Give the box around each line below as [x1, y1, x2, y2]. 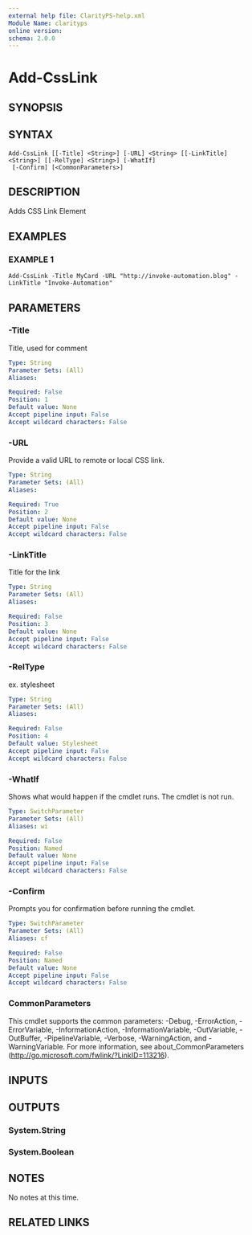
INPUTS [8, 1073, 48, 1087]
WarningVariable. [8, 1041, 66, 1051]
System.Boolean [8, 1147, 75, 1158]
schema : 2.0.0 [8, 34, 56, 43]
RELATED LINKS [8, 1216, 90, 1229]
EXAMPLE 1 [8, 254, 55, 265]
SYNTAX [8, 128, 54, 141]
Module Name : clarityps [8, 19, 88, 27]
